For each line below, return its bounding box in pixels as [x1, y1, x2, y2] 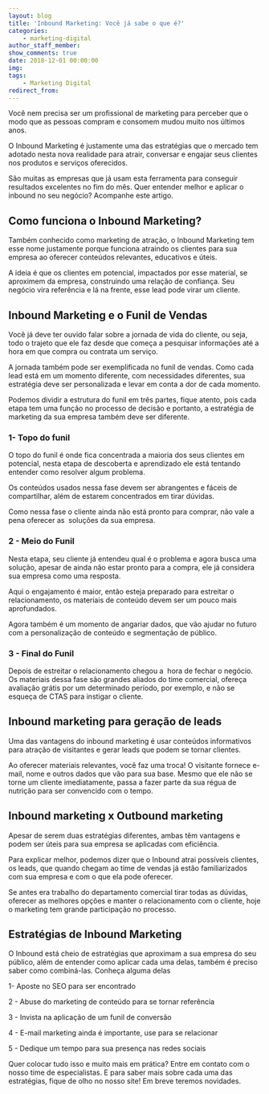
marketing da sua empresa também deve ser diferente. [8, 412, 190, 422]
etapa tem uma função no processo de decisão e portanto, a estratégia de [8, 403, 255, 413]
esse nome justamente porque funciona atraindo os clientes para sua [8, 244, 238, 254]
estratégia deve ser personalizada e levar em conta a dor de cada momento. [8, 379, 261, 389]
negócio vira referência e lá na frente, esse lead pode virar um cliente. [8, 285, 241, 295]
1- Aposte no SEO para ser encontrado [8, 982, 137, 991]
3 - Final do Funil [8, 647, 75, 659]
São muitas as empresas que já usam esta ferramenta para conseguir [8, 173, 238, 183]
